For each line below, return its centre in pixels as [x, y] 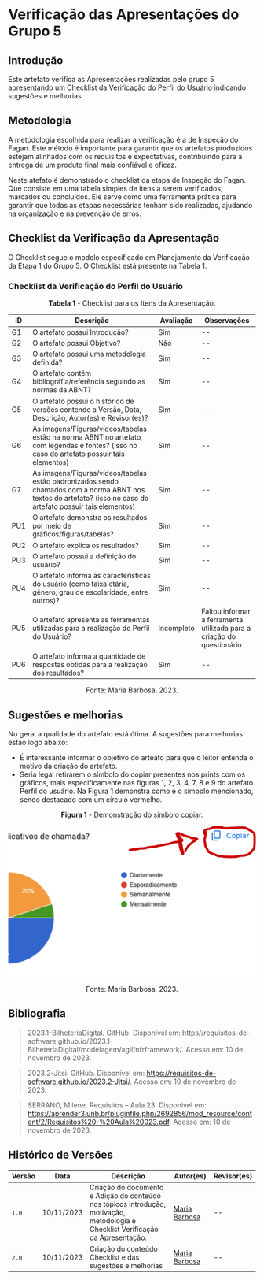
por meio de [52, 526]
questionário [222, 645]
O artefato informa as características [92, 576]
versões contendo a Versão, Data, [87, 409]
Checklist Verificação [124, 1230]
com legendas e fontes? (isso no [85, 445]
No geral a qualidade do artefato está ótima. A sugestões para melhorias [126, 733]
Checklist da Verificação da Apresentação [114, 238]
